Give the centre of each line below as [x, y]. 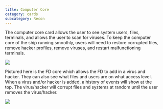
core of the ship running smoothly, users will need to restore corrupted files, [82, 43]
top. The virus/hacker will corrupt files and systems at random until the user [81, 87]
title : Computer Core [27, 9]
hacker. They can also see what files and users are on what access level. [79, 77]
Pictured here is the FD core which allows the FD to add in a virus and [75, 72]
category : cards [22, 14]
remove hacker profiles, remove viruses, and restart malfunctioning [73, 48]
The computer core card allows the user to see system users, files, [72, 33]
